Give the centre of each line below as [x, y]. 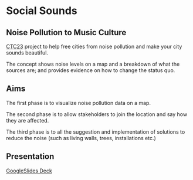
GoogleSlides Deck [29, 171]
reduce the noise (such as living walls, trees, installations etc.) [81, 138]
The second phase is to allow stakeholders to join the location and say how [97, 114]
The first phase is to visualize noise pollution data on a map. [79, 103]
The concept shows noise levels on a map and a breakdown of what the [93, 64]
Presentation [30, 157]
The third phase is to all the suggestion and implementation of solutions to [96, 132]
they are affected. [28, 120]
